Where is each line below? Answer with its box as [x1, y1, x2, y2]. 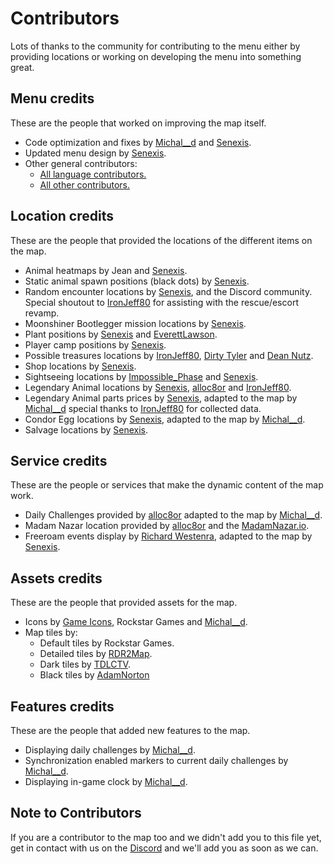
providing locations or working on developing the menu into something [10, 50, 302, 62]
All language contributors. [39, 168, 147, 180]
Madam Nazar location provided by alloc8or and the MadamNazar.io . [24, 520, 310, 532]
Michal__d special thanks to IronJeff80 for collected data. [24, 402, 262, 414]
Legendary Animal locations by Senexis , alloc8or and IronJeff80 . [24, 381, 292, 393]
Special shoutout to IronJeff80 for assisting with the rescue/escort [24, 296, 299, 308]
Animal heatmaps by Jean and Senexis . [24, 264, 188, 276]
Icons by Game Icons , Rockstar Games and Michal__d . [24, 616, 248, 628]
